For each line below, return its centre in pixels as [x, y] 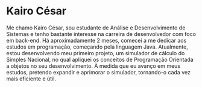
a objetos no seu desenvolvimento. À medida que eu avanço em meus [93, 66]
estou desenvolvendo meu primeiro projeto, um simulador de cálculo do [96, 53]
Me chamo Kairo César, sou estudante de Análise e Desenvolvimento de [96, 28]
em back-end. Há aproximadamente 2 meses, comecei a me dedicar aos [96, 40]
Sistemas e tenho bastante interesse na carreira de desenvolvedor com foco [101, 34]
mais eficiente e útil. [31, 79]
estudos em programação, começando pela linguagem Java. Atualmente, [97, 47]
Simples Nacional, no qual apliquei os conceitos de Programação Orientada [100, 59]
